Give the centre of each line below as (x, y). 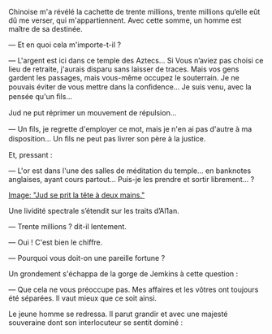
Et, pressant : (30, 155)
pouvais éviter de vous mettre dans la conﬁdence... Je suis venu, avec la (130, 87)
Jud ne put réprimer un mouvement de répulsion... (93, 113)
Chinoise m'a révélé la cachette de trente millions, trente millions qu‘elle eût (134, 12)
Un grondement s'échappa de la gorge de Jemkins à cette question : (123, 274)
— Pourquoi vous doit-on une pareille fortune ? (87, 258)
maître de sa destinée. (45, 29)
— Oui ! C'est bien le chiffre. (56, 242)
